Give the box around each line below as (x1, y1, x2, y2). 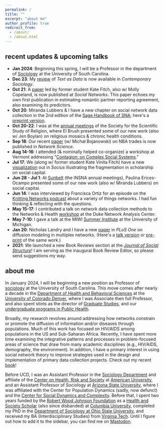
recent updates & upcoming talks (5, 52, 109, 61)
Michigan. (12, 221, 33, 227)
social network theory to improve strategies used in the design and (5, 352, 140, 358)
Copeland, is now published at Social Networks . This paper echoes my (12, 91, 155, 97)
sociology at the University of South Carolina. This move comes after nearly (5, 285, 158, 291)
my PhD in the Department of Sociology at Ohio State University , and (5, 408, 144, 414)
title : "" (5, 12, 25, 17)
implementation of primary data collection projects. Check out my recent (5, 357, 152, 362)
